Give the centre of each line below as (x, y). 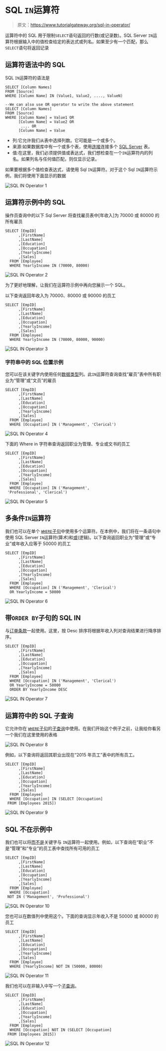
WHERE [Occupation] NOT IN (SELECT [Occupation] (61, 1030)
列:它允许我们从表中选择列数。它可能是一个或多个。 (65, 140)
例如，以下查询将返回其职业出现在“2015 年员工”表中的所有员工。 (71, 755)
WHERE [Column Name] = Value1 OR (40, 117)
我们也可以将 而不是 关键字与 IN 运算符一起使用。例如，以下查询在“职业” (77, 842)
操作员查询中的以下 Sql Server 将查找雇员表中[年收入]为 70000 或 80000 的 (82, 215)
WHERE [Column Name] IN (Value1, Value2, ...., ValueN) (64, 96)
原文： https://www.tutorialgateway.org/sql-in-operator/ (74, 25)
